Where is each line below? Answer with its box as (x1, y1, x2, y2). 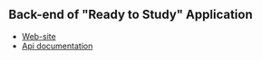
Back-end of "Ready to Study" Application (8, 7, 253, 22)
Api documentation (21, 40, 93, 51)
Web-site (21, 30, 56, 41)
